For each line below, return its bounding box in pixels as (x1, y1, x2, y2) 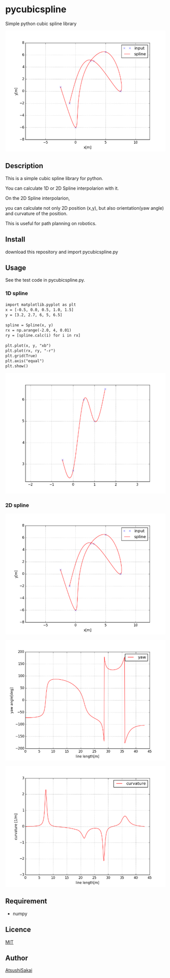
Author (5, 953, 28, 962)
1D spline (5, 290, 29, 297)
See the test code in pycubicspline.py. (5, 277, 86, 283)
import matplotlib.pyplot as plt (5, 302, 76, 307)
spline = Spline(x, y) (5, 322, 53, 328)
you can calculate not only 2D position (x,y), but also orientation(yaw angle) (5, 205, 164, 211)
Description (5, 162, 43, 170)
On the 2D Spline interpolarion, (5, 195, 70, 201)
